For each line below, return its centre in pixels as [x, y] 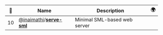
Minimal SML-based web [104, 20]
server [82, 26]
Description [110, 11]
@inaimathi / [32, 20]
